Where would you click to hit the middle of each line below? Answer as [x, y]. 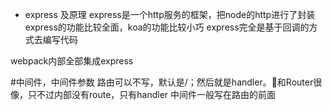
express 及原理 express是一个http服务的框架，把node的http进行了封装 [170, 14]
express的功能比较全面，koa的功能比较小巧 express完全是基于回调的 [167, 27]
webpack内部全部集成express [72, 61]
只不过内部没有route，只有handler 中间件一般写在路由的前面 [152, 94]
